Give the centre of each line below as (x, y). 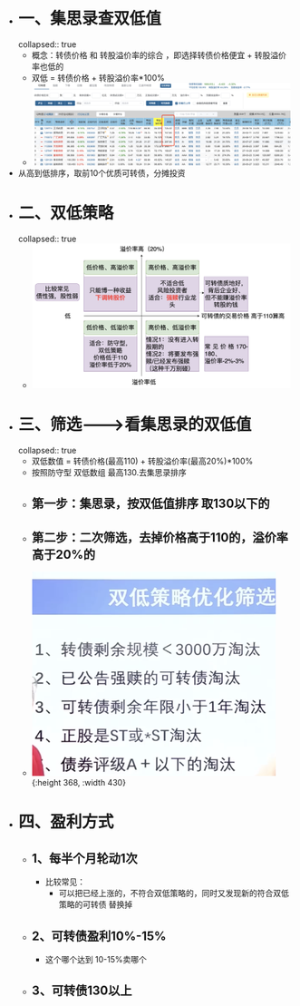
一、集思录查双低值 (89, 19)
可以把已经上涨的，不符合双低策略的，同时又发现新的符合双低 (174, 894)
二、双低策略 (66, 213)
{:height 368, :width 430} (79, 783)
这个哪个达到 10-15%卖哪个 (96, 960)
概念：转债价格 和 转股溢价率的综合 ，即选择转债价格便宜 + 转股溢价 (159, 54)
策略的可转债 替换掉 (96, 904)
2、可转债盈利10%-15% (99, 936)
